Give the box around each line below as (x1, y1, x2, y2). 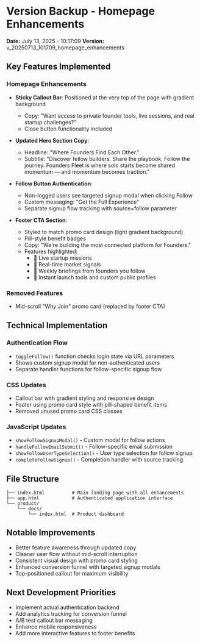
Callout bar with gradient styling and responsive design (15, 394, 154, 402)
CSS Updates (6, 380, 47, 389)
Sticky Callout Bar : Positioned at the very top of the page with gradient (15, 93, 195, 101)
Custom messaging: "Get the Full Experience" (24, 198, 140, 205)
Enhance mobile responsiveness (15, 623, 97, 630)
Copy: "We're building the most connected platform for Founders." (24, 241, 191, 248)
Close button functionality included (24, 125, 113, 132)
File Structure (6, 474, 59, 484)
